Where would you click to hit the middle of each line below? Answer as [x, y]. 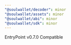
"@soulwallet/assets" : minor [34, 14]
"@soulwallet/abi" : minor [31, 19]
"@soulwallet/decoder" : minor [35, 10]
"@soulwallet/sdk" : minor [31, 23]
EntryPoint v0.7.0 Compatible [34, 37]
